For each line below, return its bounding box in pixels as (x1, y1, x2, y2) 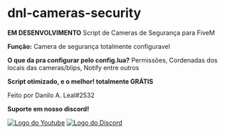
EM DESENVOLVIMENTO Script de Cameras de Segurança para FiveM (7, 28, 215, 37)
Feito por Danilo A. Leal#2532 (7, 91, 95, 99)
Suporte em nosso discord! (7, 104, 90, 113)
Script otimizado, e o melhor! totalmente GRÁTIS (7, 77, 154, 86)
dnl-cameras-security (7, 5, 142, 21)
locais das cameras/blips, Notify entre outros (7, 63, 140, 72)
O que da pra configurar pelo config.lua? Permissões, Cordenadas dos (7, 55, 218, 65)
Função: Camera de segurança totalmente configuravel (7, 42, 171, 50)
